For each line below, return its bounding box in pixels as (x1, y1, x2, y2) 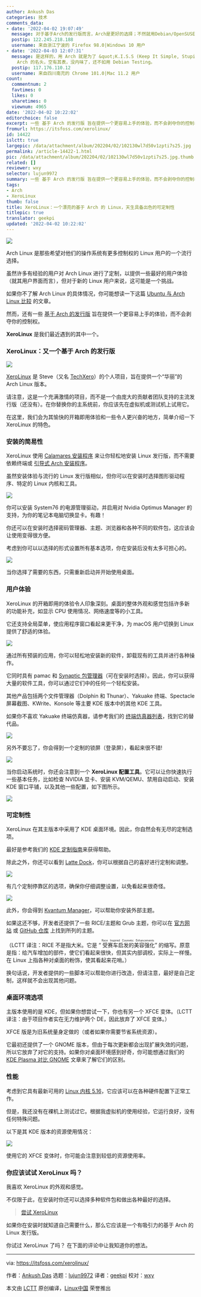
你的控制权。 (11, 318, 43, 325)
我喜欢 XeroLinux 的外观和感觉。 (6, 1183, 87, 1190)
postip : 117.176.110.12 (11, 64, 71, 71)
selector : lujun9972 (6, 171, 58, 177)
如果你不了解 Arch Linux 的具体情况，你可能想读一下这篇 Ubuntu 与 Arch (6, 289, 185, 297)
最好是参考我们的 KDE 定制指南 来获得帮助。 (6, 846, 114, 853)
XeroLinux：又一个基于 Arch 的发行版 (6, 346, 115, 355)
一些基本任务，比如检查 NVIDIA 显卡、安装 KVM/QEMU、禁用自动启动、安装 (6, 775, 194, 782)
